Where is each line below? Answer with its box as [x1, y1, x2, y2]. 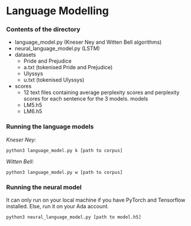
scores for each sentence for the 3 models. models [23, 95, 148, 102]
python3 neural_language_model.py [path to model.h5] [6, 214, 142, 220]
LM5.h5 [23, 102, 43, 109]
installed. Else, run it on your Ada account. [6, 203, 109, 210]
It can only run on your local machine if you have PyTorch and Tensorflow [6, 196, 186, 204]
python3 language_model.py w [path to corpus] [6, 169, 123, 175]
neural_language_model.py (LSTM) [14, 45, 101, 52]
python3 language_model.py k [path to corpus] [6, 147, 123, 153]
